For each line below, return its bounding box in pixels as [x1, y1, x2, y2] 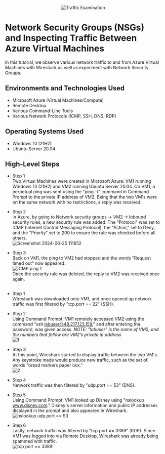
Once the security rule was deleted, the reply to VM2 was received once [12, 271, 160, 277]
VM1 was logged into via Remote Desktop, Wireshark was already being [12, 433, 159, 439]
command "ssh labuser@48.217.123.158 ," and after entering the [12, 321, 141, 327]
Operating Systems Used [5, 127, 84, 136]
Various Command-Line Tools [12, 108, 73, 114]
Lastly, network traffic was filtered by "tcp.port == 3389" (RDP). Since [12, 427, 156, 433]
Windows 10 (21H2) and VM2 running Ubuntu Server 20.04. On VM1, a [12, 183, 155, 190]
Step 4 [12, 377, 26, 383]
